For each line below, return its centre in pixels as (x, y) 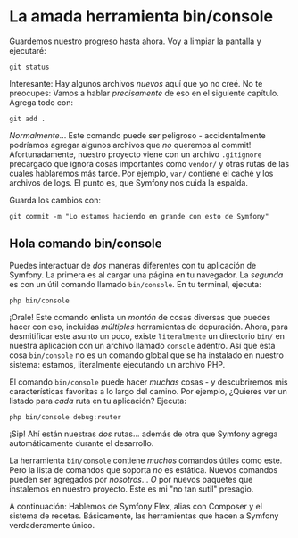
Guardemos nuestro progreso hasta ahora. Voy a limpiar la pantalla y (135, 41)
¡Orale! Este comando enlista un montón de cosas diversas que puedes (140, 317)
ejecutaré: (28, 50)
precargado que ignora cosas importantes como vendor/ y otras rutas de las (149, 163)
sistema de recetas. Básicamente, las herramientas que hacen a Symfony (144, 516)
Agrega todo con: (41, 102)
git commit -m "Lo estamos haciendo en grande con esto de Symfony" (139, 216)
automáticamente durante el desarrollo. (82, 443)
